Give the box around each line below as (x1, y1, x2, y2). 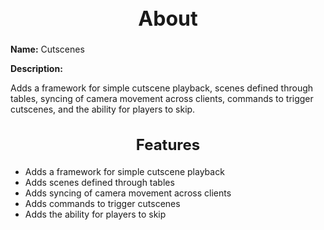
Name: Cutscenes (10, 43, 85, 56)
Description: (10, 63, 63, 75)
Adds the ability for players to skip (24, 208, 167, 220)
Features (135, 135, 201, 154)
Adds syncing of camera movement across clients (24, 187, 232, 199)
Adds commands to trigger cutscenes (24, 197, 181, 209)
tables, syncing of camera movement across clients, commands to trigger (10, 93, 314, 105)
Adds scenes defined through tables (24, 176, 175, 188)
